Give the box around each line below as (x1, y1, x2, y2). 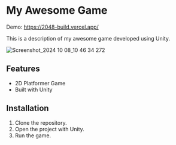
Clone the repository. (14, 119, 67, 126)
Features (6, 64, 40, 74)
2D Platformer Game (14, 79, 66, 87)
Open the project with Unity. (14, 125, 85, 132)
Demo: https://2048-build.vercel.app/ (6, 23, 99, 30)
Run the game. (14, 132, 51, 139)
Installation (6, 103, 49, 113)
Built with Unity (14, 86, 53, 93)
